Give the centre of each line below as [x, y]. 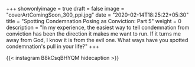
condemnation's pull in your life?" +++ [53, 46]
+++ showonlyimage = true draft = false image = [65, 9]
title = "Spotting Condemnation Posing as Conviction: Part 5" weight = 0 [94, 21]
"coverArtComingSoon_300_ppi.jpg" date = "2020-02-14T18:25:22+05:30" [97, 15]
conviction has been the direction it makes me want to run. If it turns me [94, 34]
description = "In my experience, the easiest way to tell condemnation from [98, 27]
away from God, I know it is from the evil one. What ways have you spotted [97, 40]
